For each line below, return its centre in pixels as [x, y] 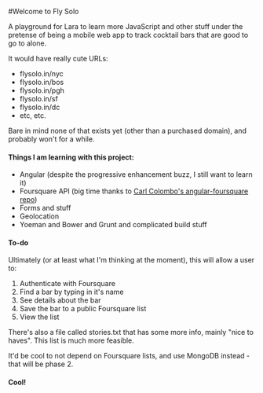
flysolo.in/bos [42, 82]
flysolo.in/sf [39, 99]
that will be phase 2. [41, 364]
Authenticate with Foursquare [68, 284]
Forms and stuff [45, 208]
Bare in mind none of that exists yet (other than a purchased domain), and [128, 130]
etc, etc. [33, 116]
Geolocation [39, 216]
